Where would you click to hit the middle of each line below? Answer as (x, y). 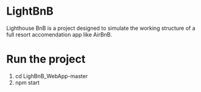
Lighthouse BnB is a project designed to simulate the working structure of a (101, 28)
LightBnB (30, 11)
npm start (27, 82)
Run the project (46, 59)
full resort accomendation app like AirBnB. (59, 34)
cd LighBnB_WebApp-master (51, 76)
